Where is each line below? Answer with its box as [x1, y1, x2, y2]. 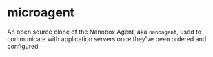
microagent [7, 5, 75, 21]
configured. [7, 42, 40, 50]
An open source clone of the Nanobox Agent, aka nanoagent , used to [7, 27, 202, 36]
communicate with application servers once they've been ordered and [7, 34, 207, 43]
